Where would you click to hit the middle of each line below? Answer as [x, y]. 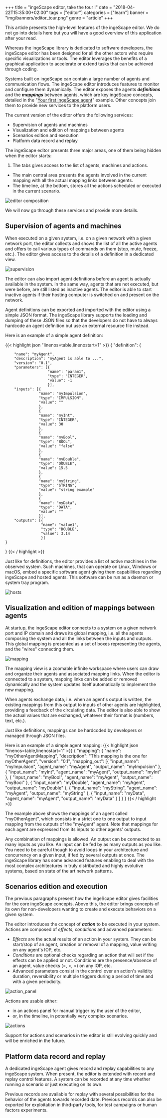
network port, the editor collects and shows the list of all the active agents [81, 243]
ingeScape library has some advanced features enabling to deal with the [80, 860]
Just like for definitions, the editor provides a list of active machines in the [81, 561]
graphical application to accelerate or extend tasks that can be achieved [79, 64]
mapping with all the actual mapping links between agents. [73, 180]
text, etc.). [16, 720]
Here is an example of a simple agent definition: [54, 335]
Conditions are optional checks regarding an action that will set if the [83, 955]
